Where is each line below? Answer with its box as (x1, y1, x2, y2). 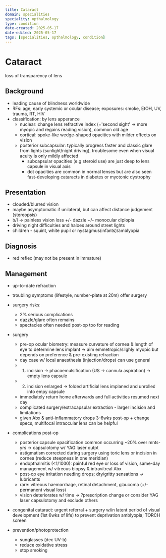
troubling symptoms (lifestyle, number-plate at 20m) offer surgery (12, 292, 147, 298)
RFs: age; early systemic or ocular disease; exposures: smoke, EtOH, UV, (12, 105, 162, 112)
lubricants (19, 476, 41, 482)
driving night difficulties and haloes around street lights (12, 223, 125, 228)
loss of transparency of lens (5, 72, 62, 78)
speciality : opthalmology (5, 16, 58, 21)
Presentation (5, 188, 46, 197)
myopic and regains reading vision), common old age (19, 126, 128, 132)
